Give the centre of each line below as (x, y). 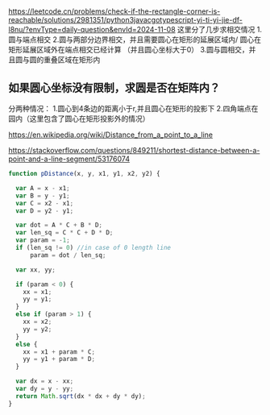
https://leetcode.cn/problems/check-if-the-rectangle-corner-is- (114, 11)
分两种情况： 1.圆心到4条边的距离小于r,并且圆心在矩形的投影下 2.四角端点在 (133, 108)
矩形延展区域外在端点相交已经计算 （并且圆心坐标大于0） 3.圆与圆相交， (129, 50)
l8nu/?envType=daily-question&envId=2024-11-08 (92, 30)
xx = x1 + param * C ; (59, 352)
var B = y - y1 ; (43, 196)
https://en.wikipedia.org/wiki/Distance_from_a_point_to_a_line (111, 135)
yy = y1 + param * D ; (59, 359)
